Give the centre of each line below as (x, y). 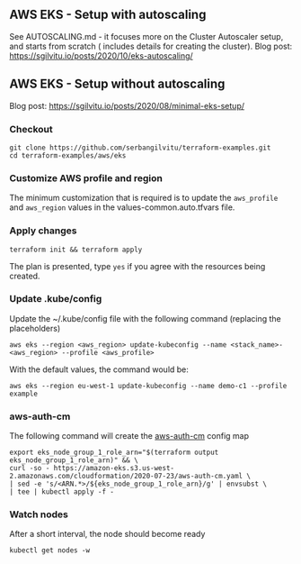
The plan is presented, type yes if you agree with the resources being (137, 266)
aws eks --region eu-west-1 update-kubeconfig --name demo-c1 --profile (148, 386)
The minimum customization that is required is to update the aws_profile (144, 198)
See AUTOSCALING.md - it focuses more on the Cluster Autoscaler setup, (146, 36)
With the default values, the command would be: (99, 369)
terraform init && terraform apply (76, 250)
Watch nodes (39, 514)
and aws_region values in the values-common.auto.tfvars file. (122, 207)
